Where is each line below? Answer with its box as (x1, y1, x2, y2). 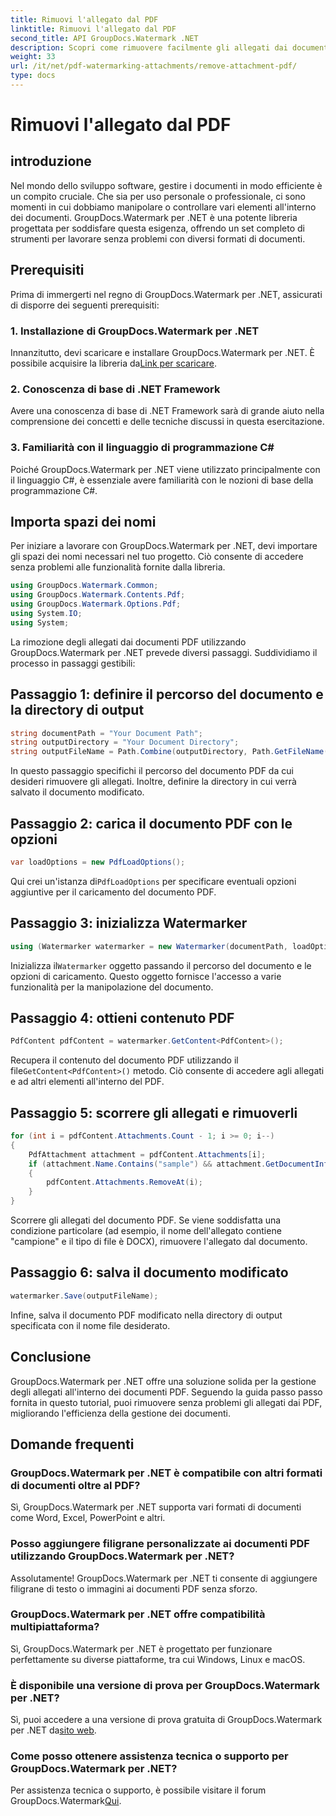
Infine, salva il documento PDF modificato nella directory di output (10, 1309, 283, 1321)
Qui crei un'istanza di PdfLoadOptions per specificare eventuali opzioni (10, 875, 297, 887)
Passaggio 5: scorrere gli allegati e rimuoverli (10, 1104, 298, 1121)
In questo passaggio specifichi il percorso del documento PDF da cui (10, 765, 294, 777)
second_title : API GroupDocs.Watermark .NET (10, 33, 199, 43)
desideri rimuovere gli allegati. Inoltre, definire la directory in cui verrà (10, 776, 297, 788)
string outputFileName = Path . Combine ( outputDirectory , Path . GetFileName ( (10, 747, 329, 757)
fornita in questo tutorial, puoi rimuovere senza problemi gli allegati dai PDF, (10, 1396, 323, 1408)
